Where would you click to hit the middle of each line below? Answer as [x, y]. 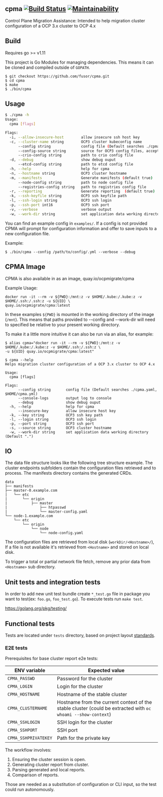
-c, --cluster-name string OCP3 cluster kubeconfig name [76, 142]
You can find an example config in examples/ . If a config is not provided [76, 223]
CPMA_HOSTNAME [24, 694]
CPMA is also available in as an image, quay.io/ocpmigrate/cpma [70, 278]
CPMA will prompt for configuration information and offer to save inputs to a [81, 228]
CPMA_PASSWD [21, 679]
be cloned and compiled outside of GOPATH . [48, 67]
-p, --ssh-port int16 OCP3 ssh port [59, 205]
